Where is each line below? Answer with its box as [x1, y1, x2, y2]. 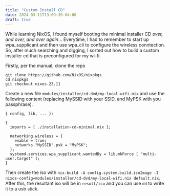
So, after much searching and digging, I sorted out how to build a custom [5, 47, 160, 54]
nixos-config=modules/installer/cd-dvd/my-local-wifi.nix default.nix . [5, 175, 160, 181]
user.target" [5, 156, 33, 161]
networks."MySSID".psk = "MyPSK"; [14, 143, 88, 148]
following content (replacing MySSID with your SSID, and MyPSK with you [5, 96, 161, 102]
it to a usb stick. [5, 186, 39, 192]
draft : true [5, 17, 31, 22]
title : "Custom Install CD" [5, 7, 66, 13]
